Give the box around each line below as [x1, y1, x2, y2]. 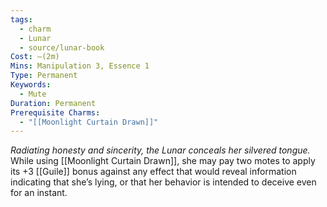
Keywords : [10, 80, 52, 90]
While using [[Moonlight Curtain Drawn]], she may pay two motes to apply [10, 155, 316, 167]
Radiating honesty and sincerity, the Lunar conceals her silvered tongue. [10, 144, 311, 156]
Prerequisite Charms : [10, 107, 101, 118]
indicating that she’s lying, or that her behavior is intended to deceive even [10, 176, 317, 188]
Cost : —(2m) [10, 52, 60, 62]
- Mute [19, 89, 47, 99]
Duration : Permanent [10, 98, 97, 108]
